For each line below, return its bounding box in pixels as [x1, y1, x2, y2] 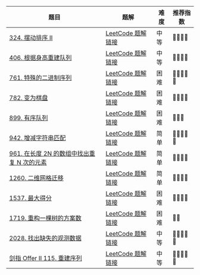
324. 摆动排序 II [9, 34, 53, 42]
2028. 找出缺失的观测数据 [9, 234, 82, 242]
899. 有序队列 [9, 114, 48, 122]
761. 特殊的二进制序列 [9, 74, 72, 82]
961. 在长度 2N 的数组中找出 [9, 150, 89, 157]
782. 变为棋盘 [9, 94, 48, 102]
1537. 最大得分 [9, 194, 52, 202]
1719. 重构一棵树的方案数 [9, 214, 82, 222]
